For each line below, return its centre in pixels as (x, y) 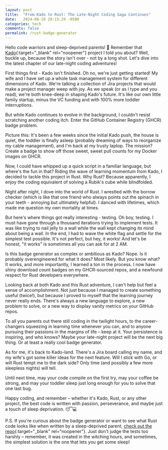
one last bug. (19, 388)
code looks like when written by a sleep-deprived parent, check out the (79, 426)
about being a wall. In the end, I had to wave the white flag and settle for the (83, 233)
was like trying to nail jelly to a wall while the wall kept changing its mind (79, 228)
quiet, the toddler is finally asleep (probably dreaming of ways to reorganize (83, 140)
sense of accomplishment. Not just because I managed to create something (83, 290)
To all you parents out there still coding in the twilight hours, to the (73, 321)
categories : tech (23, 24)
